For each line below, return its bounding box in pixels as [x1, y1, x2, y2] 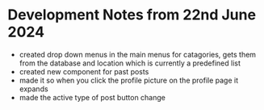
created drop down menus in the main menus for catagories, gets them [19, 49, 256, 59]
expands [19, 83, 49, 94]
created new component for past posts [19, 66, 149, 76]
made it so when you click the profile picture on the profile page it [19, 75, 239, 85]
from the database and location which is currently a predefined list [19, 58, 241, 68]
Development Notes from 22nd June [7, 6, 256, 24]
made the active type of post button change [19, 92, 166, 102]
